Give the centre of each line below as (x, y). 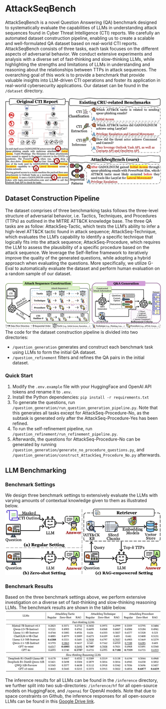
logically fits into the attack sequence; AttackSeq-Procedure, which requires (83, 242)
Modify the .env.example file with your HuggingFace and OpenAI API (82, 386)
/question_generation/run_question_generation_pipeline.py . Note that (85, 407)
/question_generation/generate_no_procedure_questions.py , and (78, 450)
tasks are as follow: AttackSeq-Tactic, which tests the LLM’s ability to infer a (82, 226)
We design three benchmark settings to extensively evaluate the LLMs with (82, 495)
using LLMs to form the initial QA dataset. (54, 353)
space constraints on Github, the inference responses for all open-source (80, 696)
